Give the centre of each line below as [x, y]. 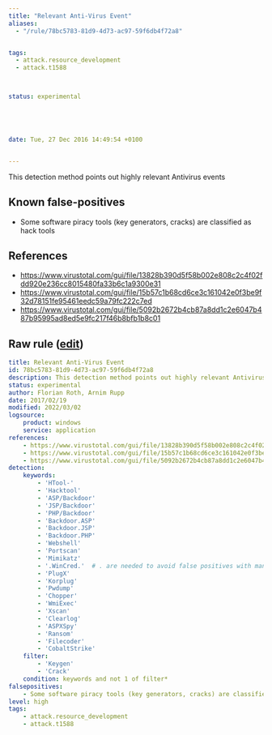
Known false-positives [67, 202]
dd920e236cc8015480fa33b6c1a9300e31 [91, 284]
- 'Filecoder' [61, 641]
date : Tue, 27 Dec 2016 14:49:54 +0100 [76, 139]
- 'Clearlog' [59, 618]
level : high [28, 702]
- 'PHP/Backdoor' [66, 513]
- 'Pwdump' [56, 588]
